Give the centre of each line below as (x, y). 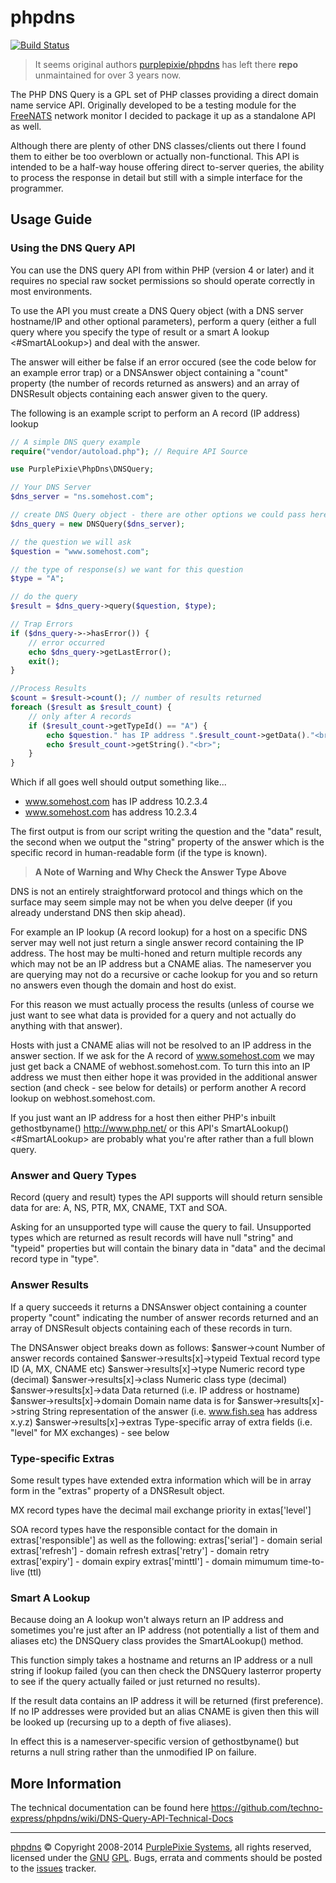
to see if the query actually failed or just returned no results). (135, 1682)
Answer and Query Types (73, 1176)
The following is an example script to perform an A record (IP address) (155, 413)
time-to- (307, 1562)
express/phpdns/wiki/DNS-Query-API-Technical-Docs (122, 1818)
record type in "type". (55, 1259)
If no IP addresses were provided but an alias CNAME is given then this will (165, 1712)
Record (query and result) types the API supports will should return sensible (166, 1197)
